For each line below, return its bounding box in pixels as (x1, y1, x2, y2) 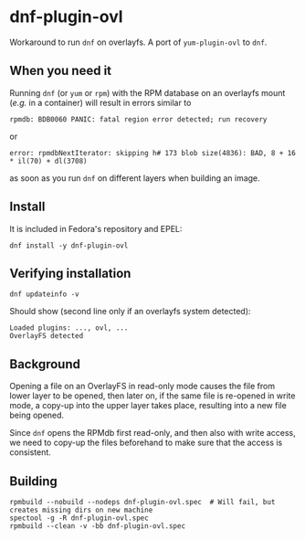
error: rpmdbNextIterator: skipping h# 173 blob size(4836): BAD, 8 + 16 (9, 148, 297, 157)
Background (9, 356, 80, 372)
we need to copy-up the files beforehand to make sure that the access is (9, 437, 283, 449)
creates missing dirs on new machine (9, 505, 153, 514)
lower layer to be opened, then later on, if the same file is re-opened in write (9, 390, 296, 401)
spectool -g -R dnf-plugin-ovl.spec (9, 514, 149, 523)
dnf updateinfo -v (9, 290, 79, 299)
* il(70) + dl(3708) (9, 156, 89, 165)
